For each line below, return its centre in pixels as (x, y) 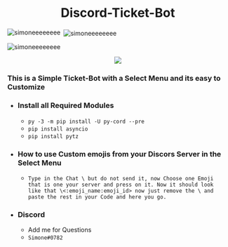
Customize (26, 87)
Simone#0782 (45, 238)
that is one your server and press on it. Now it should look (121, 185)
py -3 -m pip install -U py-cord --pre (86, 121)
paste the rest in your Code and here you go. (97, 197)
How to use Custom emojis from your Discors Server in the (119, 154)
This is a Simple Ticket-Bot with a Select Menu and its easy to (114, 78)
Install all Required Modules (66, 105)
